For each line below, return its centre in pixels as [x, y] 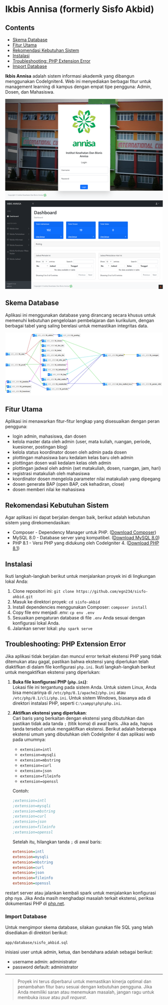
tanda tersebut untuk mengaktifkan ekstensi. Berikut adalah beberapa [84, 729]
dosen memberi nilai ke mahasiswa [48, 490]
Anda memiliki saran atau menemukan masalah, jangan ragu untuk [86, 992]
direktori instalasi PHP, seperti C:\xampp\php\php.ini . [67, 703]
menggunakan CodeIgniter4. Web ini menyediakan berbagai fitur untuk [78, 81]
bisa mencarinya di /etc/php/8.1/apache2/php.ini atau [69, 693]
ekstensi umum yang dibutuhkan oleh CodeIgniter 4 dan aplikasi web [83, 734]
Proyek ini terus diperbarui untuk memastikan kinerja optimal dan [84, 981]
